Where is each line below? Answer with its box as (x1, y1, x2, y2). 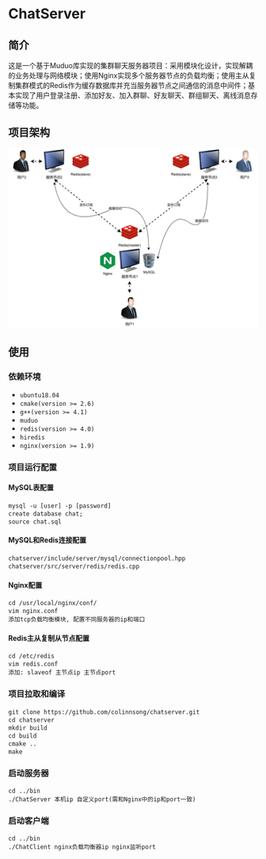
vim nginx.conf (8, 608, 59, 615)
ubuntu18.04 (19, 391, 59, 399)
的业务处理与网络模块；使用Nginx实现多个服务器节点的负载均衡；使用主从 (8, 71, 249, 80)
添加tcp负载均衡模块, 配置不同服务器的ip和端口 (8, 615, 146, 623)
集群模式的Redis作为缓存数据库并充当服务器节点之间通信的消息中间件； (14, 81, 249, 90)
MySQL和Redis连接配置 (8, 535, 87, 545)
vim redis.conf (8, 660, 59, 669)
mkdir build (8, 723, 47, 732)
